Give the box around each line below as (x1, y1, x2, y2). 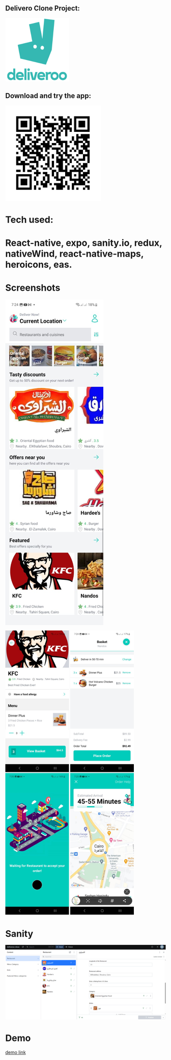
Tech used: (5, 214, 53, 226)
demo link (5, 1049, 26, 1055)
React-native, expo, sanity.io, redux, (5, 237, 162, 248)
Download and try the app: (5, 92, 92, 100)
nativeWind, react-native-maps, (5, 248, 144, 259)
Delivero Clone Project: (5, 4, 80, 13)
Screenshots (5, 282, 61, 294)
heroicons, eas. (5, 259, 72, 270)
